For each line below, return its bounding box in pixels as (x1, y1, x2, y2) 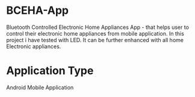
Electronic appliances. (6, 43, 61, 50)
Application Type (6, 64, 94, 78)
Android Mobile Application (6, 84, 74, 91)
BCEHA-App (6, 4, 69, 17)
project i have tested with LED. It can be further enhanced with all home (6, 36, 184, 43)
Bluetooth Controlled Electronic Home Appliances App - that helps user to (6, 23, 190, 31)
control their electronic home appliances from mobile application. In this (6, 30, 185, 37)
